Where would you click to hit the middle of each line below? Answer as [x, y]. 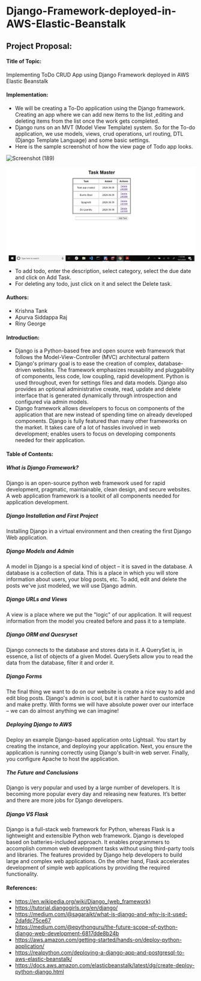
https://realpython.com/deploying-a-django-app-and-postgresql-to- [100, 952]
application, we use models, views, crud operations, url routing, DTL [99, 134]
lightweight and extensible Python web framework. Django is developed [95, 836]
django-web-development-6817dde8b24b [67, 933]
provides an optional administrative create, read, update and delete [98, 389]
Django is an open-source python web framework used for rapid [86, 483]
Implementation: [27, 95]
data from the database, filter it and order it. [60, 662]
